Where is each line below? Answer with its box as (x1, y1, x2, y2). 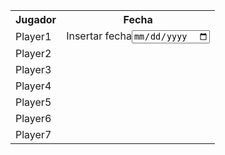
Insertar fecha (66, 29, 132, 43)
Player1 (15, 30, 52, 44)
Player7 (15, 128, 52, 142)
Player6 (15, 112, 52, 126)
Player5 (15, 95, 52, 109)
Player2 (15, 47, 52, 61)
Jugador (15, 13, 57, 26)
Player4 (15, 79, 52, 93)
